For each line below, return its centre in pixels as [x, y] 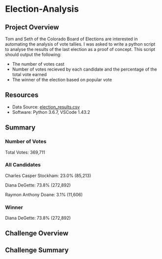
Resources [22, 95]
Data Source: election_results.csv [46, 107]
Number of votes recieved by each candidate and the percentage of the [85, 69]
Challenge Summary [37, 250]
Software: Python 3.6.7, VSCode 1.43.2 [51, 112]
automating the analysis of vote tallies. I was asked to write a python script [80, 44]
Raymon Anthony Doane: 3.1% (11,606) [44, 194]
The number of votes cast [38, 64]
